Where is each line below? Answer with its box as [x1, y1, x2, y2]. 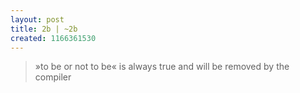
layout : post [10, 14, 65, 25]
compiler [34, 71, 72, 83]
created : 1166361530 [10, 33, 97, 43]
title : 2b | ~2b [10, 24, 78, 34]
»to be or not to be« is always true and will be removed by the [34, 61, 290, 73]
